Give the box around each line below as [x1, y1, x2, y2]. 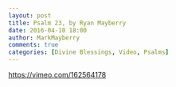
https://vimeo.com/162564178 [8, 70, 107, 79]
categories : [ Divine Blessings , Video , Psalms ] [8, 48, 170, 56]
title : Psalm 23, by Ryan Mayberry [8, 19, 127, 27]
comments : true [8, 41, 59, 49]
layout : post [8, 11, 52, 20]
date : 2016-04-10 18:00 [8, 26, 88, 34]
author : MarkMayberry [8, 33, 80, 42]
